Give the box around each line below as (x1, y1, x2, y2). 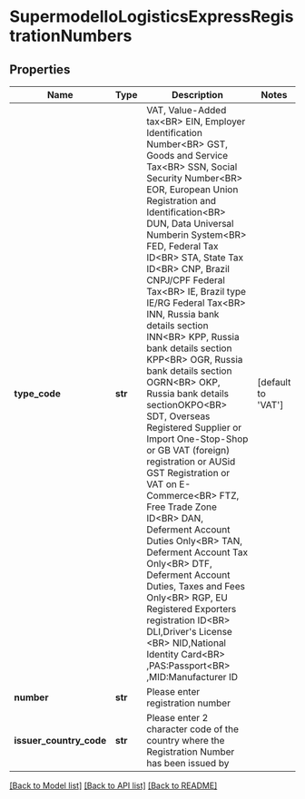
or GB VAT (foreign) (146, 444, 231, 456)
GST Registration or (146, 467, 231, 479)
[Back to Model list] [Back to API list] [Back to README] (9, 780, 218, 791)
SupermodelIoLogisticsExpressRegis (9, 6, 294, 27)
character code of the (146, 723, 239, 736)
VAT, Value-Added (146, 104, 227, 116)
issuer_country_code (14, 735, 107, 746)
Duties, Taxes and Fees (146, 580, 245, 592)
